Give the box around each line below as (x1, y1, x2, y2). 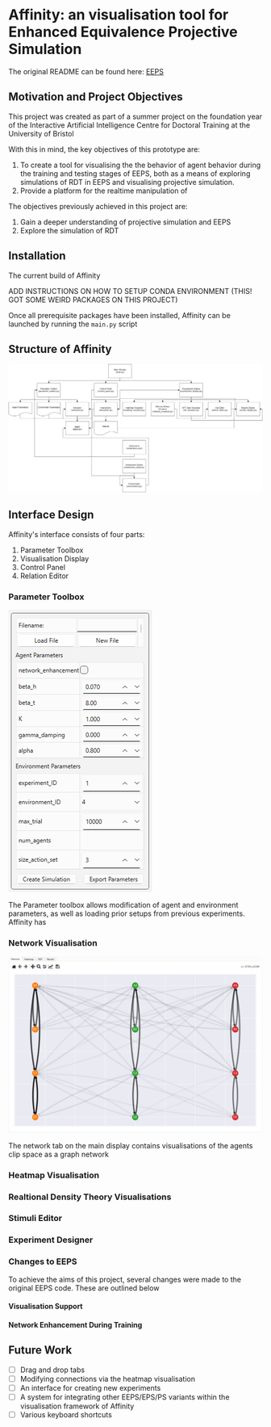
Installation (8, 249, 66, 263)
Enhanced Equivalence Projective (8, 23, 238, 41)
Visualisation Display (19, 553, 90, 563)
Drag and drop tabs (19, 1365, 85, 1375)
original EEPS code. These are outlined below (8, 1282, 160, 1293)
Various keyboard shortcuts (19, 1409, 113, 1419)
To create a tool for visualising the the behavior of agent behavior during (19, 160, 261, 170)
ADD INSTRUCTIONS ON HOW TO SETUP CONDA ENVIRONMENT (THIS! (8, 286, 252, 296)
